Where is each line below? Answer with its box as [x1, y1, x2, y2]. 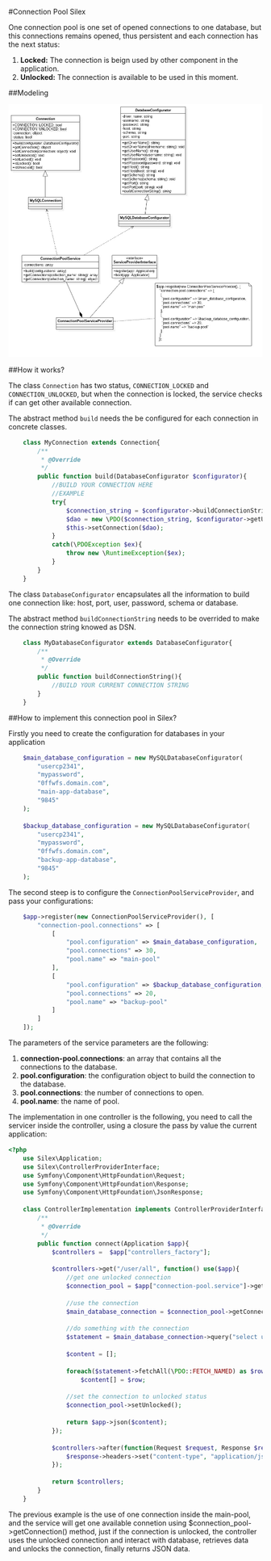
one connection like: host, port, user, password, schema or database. [8, 597, 239, 608]
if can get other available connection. [8, 397, 132, 407]
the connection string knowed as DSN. [8, 621, 137, 632]
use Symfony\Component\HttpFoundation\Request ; [23, 1171, 186, 1179]
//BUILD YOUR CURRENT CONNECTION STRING [51, 681, 190, 689]
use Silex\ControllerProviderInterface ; [23, 1162, 161, 1171]
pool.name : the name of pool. [19, 1097, 119, 1107]
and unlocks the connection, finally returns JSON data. [8, 1543, 191, 1553]
